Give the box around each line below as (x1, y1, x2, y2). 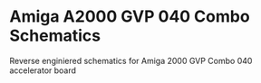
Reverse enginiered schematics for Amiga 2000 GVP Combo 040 (9, 55, 253, 66)
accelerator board (9, 65, 77, 76)
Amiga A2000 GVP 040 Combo (9, 6, 251, 27)
